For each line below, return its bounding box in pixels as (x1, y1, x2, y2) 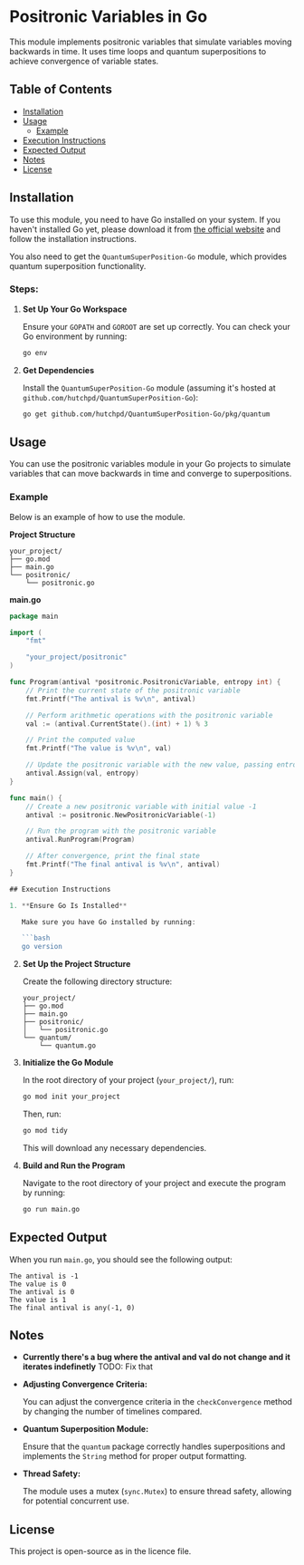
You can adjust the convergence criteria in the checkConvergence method (22, 1396, 292, 1407)
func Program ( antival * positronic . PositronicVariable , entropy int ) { (9, 678, 281, 687)
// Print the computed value (25, 736, 136, 745)
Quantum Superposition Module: (22, 1424, 149, 1435)
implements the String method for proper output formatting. (22, 1451, 247, 1462)
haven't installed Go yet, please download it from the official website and (9, 224, 280, 235)
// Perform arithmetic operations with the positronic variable (25, 710, 273, 720)
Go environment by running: (22, 331, 128, 342)
